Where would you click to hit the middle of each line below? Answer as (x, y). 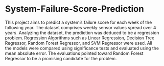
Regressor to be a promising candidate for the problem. (61, 58)
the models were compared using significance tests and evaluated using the (82, 48)
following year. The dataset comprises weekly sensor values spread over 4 (81, 27)
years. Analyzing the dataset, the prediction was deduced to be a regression (82, 33)
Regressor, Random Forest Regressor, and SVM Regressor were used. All (79, 43)
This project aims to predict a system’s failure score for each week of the (79, 22)
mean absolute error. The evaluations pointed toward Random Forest (74, 53)
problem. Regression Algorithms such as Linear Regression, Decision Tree (80, 38)
